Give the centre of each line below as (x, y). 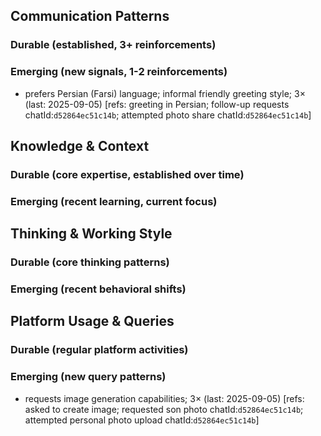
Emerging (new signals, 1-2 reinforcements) (119, 72)
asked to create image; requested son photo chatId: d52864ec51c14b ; (164, 409)
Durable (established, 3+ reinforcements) (113, 45)
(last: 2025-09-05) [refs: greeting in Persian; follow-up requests (157, 104)
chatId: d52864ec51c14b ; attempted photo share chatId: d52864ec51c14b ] (168, 115)
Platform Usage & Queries (92, 321)
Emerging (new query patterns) (88, 377)
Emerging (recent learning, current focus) (114, 201)
